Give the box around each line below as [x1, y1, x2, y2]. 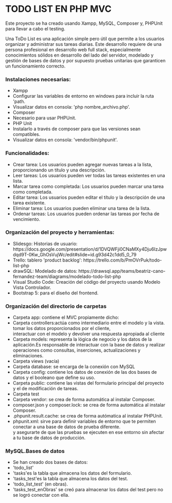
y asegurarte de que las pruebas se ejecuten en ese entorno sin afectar [12, 429, 164, 436]
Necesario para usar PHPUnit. [12, 115, 77, 121]
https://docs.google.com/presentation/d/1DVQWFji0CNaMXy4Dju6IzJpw [12, 246, 167, 252]
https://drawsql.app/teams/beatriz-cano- [78, 268, 166, 274]
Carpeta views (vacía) [12, 358, 60, 365]
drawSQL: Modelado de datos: [12, 268, 78, 274]
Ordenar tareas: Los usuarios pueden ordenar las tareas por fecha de [12, 211, 160, 217]
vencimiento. [12, 216, 41, 222]
